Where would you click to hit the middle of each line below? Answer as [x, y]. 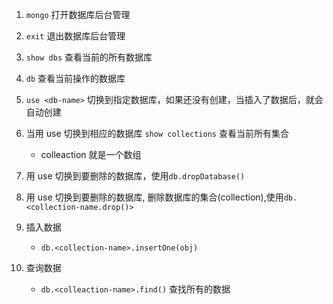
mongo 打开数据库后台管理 [78, 14]
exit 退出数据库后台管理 [75, 36]
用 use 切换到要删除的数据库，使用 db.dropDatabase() [135, 176]
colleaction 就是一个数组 [91, 154]
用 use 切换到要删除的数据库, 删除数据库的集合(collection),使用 [154, 197]
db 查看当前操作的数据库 [75, 78]
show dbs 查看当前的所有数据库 [89, 57]
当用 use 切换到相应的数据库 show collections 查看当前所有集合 [157, 133]
